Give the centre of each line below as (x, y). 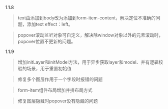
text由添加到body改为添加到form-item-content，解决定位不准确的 (87, 18)
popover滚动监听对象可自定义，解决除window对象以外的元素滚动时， (90, 35)
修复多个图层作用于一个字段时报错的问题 (60, 79)
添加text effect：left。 (50, 24)
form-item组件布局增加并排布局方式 (55, 90)
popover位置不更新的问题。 (47, 41)
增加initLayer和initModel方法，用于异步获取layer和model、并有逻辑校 (90, 62)
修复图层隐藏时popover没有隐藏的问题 (58, 101)
